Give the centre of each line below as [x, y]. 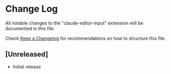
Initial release [27, 66]
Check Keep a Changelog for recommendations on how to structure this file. [86, 38]
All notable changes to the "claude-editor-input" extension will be [74, 23]
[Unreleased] [27, 54]
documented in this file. [30, 28]
